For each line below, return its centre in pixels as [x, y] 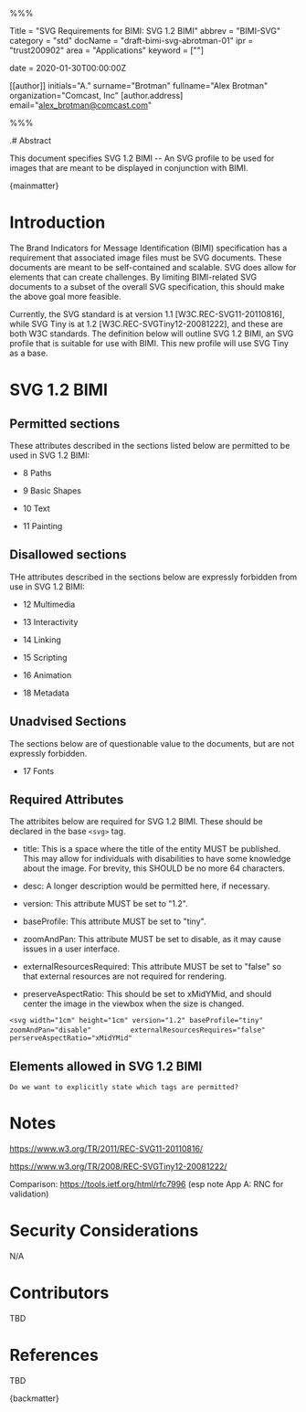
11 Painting [42, 526]
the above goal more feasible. [65, 296]
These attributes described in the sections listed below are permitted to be [150, 445]
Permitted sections [65, 424]
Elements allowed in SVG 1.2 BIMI [106, 1066]
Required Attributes [67, 799]
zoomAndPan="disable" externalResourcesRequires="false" [137, 1030]
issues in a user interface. [71, 949]
